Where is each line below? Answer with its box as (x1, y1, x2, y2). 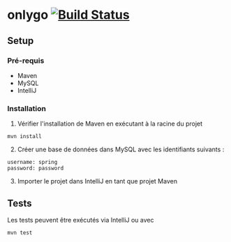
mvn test (7, 229, 33, 236)
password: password (7, 165, 64, 172)
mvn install (7, 133, 42, 140)
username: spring (7, 159, 58, 166)
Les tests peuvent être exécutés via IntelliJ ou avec (7, 215, 154, 224)
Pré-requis (7, 56, 45, 66)
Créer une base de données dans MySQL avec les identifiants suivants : (17, 145, 225, 153)
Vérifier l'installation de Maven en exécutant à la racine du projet (17, 119, 203, 128)
